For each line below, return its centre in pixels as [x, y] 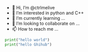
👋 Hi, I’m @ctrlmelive [33, 8]
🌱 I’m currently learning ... [38, 18]
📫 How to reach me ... [35, 29]
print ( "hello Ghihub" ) [28, 45]
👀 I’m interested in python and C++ [48, 13]
